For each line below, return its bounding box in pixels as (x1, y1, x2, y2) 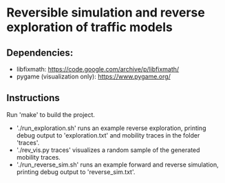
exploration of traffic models (6, 19, 173, 35)
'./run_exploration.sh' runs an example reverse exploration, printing (16, 124, 206, 132)
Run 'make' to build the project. (6, 110, 96, 118)
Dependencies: (6, 47, 74, 58)
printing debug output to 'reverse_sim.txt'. (16, 167, 136, 176)
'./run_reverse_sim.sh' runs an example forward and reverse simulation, (16, 160, 219, 169)
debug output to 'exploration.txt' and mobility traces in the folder (16, 131, 200, 139)
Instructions (6, 92, 60, 104)
